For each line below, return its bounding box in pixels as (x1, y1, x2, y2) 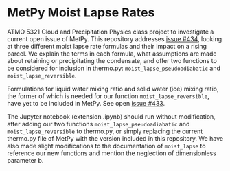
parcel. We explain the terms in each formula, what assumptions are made (7, 49, 217, 58)
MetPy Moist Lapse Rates (7, 5, 155, 21)
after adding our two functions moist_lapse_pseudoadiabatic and (7, 119, 190, 128)
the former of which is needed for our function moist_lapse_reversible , (7, 91, 209, 100)
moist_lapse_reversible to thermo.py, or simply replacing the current (7, 127, 203, 135)
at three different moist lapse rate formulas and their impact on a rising (7, 42, 207, 50)
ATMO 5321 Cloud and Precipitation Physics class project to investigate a (7, 27, 214, 36)
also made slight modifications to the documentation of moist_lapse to (7, 141, 206, 150)
